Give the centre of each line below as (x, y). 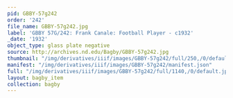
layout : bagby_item (35, 78)
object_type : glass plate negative (59, 46)
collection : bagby (34, 84)
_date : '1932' (28, 39)
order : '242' (26, 20)
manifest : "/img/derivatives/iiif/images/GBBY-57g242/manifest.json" (110, 65)
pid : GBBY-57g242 (32, 13)
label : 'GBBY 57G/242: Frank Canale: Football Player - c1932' (101, 33)
